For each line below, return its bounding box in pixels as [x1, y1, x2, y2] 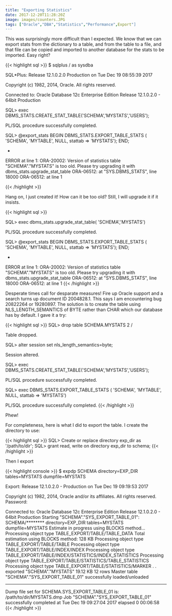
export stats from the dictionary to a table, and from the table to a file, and [5, 41, 162, 48]
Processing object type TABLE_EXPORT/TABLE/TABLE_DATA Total [5, 531, 145, 537]
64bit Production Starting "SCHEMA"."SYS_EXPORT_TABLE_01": [5, 514, 140, 520]
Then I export [5, 458, 34, 465]
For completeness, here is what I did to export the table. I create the [5, 422, 148, 428]
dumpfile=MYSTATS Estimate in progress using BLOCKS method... [5, 525, 145, 531]
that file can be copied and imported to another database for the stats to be [5, 47, 165, 53]
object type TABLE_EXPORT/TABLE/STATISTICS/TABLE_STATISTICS [5, 558, 149, 564]
